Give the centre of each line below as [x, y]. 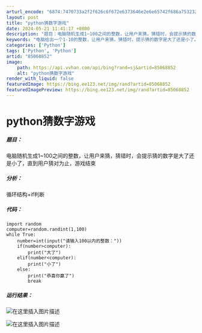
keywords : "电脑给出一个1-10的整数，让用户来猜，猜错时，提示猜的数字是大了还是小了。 [103, 40]
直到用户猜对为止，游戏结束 [61, 163]
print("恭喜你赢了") [51, 276]
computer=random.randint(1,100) [47, 229]
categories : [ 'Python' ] [36, 46]
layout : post [23, 17]
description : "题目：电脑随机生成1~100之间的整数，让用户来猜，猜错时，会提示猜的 [99, 34]
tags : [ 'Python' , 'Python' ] [41, 51]
